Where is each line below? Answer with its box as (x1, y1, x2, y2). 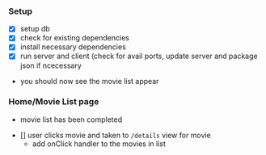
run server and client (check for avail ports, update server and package (19, 51, 258, 61)
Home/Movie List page (8, 96, 99, 107)
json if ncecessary (19, 61, 82, 70)
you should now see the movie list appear (19, 76, 159, 86)
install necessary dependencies (19, 42, 127, 52)
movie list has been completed (19, 115, 123, 124)
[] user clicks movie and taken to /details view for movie (19, 130, 212, 140)
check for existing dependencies (19, 33, 129, 43)
